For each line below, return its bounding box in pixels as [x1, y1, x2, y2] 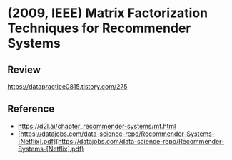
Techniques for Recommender [7, 20, 191, 36]
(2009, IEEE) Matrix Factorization [7, 5, 208, 21]
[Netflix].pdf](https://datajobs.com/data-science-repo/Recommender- [17, 137, 225, 145]
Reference [7, 103, 55, 115]
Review [7, 63, 41, 75]
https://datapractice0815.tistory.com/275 [7, 82, 128, 90]
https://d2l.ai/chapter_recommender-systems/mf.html [17, 122, 176, 130]
